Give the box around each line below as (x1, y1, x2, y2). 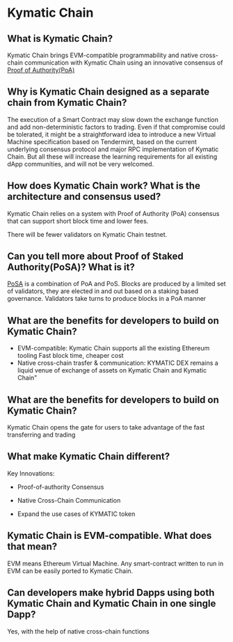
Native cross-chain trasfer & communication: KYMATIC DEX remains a (17, 359, 219, 367)
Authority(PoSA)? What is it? (7, 261, 136, 273)
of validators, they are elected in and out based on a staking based (7, 287, 199, 295)
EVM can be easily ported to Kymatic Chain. (7, 566, 134, 575)
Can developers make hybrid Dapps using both (7, 587, 215, 599)
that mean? (7, 541, 58, 553)
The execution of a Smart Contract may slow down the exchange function (7, 115, 219, 123)
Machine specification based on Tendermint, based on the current (7, 137, 197, 146)
